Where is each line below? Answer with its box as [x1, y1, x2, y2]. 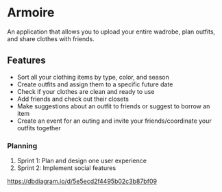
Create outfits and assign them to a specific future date [16, 80, 173, 88]
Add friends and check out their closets [16, 95, 129, 103]
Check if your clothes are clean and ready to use [16, 87, 155, 95]
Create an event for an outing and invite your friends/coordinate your [16, 117, 212, 125]
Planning [7, 141, 38, 150]
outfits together [16, 123, 61, 132]
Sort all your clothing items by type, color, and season [16, 73, 169, 81]
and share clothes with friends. [7, 34, 95, 43]
